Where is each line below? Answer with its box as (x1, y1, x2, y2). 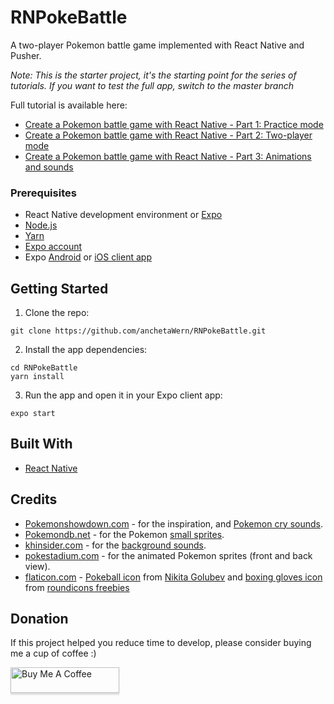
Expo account (24, 241, 83, 253)
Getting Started (10, 280, 109, 297)
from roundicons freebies (24, 581, 130, 593)
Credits (10, 491, 58, 508)
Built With (10, 436, 73, 453)
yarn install (10, 372, 65, 382)
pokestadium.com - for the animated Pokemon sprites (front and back (24, 549, 313, 561)
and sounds (24, 161, 74, 173)
